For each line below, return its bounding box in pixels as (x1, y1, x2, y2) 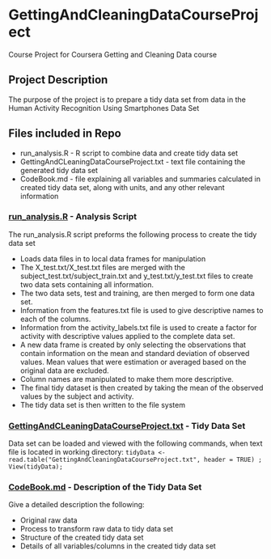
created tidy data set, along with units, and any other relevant (19, 182, 225, 192)
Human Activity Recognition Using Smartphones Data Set (8, 103, 200, 112)
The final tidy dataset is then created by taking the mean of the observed (19, 383, 264, 392)
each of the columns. (19, 314, 91, 324)
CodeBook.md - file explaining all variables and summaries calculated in (19, 174, 261, 184)
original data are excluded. (19, 366, 109, 375)
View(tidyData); (8, 463, 63, 471)
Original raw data (19, 515, 78, 525)
